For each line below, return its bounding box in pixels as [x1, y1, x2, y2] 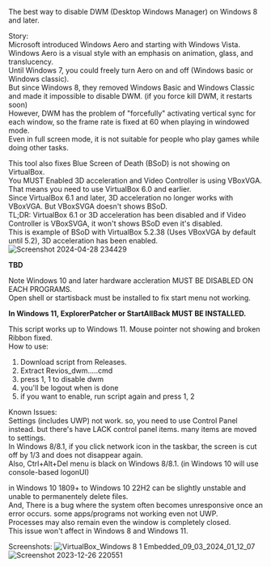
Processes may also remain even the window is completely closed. [8, 518, 231, 527]
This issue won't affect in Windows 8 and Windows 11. [8, 526, 188, 535]
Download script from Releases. [19, 358, 127, 366]
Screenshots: [8, 542, 53, 551]
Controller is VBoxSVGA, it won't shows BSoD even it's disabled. [8, 218, 223, 228]
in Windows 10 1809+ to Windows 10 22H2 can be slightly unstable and [8, 483, 247, 493]
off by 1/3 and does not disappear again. [8, 451, 143, 459]
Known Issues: [8, 408, 57, 417]
